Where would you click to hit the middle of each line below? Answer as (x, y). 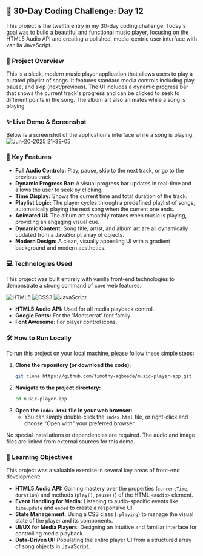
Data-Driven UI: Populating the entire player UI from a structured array (103, 540)
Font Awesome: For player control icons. (66, 322)
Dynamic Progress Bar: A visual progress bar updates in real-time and (103, 183)
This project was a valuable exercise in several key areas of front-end (93, 471)
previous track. (34, 177)
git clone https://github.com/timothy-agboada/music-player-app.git (103, 376)
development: (23, 477)
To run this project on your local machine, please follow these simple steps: (100, 353)
